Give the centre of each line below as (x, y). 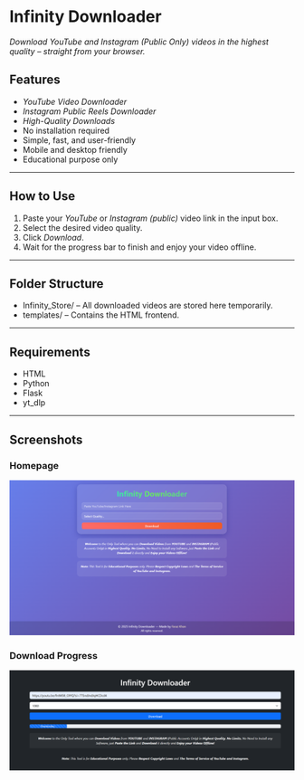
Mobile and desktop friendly (75, 149)
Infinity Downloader (85, 17)
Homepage (34, 465)
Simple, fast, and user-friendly (79, 140)
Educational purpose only (70, 159)
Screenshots (46, 439)
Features (35, 80)
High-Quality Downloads (69, 120)
